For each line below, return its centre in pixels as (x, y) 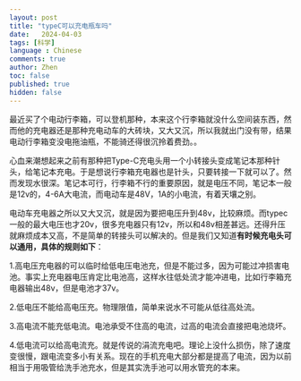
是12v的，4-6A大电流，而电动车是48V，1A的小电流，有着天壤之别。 (135, 194)
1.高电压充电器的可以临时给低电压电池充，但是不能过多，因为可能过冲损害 (146, 266)
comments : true (38, 59)
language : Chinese (46, 51)
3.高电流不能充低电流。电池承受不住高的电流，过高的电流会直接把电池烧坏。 (150, 326)
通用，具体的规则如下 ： (60, 246)
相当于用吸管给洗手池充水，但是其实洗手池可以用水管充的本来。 (127, 367)
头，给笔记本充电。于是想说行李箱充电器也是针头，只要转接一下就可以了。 (146, 172)
